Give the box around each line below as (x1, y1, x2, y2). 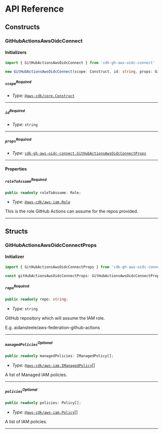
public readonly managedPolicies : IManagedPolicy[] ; (5, 353, 114, 359)
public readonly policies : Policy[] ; (5, 400, 81, 405)
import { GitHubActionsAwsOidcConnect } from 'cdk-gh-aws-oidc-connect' (5, 60, 155, 65)
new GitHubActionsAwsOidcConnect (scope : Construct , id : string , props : (5, 69, 153, 74)
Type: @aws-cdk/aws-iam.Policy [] (12, 409, 78, 415)
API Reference (5, 3, 64, 15)
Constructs (5, 23, 40, 31)
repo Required (5, 284, 30, 290)
